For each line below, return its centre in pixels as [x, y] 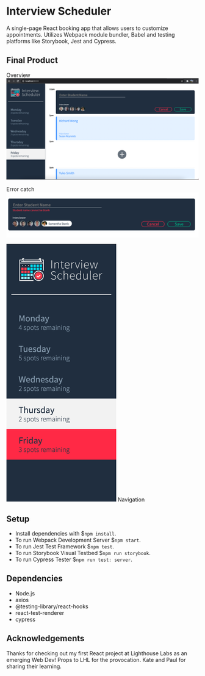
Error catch [20, 189]
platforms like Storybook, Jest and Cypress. [62, 41]
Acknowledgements [45, 638]
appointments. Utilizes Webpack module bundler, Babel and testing [91, 34]
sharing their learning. [34, 666]
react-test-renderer [40, 612]
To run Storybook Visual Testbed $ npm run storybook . [83, 553]
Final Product [32, 60]
